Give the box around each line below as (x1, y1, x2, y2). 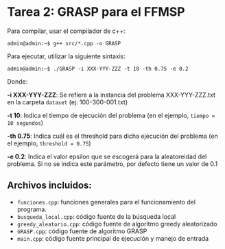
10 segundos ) (7, 118, 43, 127)
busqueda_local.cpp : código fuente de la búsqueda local (16, 212, 176, 220)
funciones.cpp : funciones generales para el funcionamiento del (16, 198, 196, 206)
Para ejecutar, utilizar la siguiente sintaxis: (7, 52, 126, 60)
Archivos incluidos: (7, 180, 93, 191)
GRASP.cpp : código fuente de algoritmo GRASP (16, 227, 147, 235)
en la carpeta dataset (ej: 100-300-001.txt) (7, 97, 128, 106)
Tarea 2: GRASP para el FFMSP (7, 4, 185, 20)
